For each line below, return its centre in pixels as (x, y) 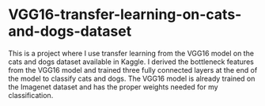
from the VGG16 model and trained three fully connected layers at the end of (133, 70)
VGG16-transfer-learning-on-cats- (125, 15)
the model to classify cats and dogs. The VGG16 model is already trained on (132, 78)
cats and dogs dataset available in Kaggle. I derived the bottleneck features (131, 62)
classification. (31, 95)
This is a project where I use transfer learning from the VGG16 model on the (131, 53)
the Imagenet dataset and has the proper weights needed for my (114, 87)
